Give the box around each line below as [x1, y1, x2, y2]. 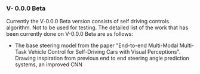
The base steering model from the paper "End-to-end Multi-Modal [14, 42, 179, 49]
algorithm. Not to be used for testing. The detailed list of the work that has [6, 24, 189, 31]
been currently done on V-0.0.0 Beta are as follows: [6, 30, 133, 38]
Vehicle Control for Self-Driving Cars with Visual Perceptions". [27, 48, 181, 55]
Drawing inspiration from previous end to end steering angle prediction [14, 55, 189, 62]
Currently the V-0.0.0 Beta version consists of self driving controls [6, 18, 169, 25]
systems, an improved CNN [14, 61, 82, 68]
